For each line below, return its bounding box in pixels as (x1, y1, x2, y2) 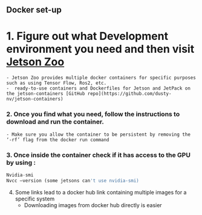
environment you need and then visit (6, 42, 195, 56)
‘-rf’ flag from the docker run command (6, 136, 110, 143)
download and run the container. (6, 117, 105, 126)
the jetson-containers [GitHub (6, 91, 85, 97)
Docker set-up (6, 5, 62, 15)
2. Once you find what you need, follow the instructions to (6, 110, 180, 119)
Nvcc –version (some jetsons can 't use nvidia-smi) (6, 177, 139, 184)
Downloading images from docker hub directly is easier (24, 201, 162, 208)
